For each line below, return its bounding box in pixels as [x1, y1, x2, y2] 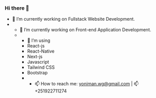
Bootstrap [27, 70, 48, 76]
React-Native [27, 48, 55, 55]
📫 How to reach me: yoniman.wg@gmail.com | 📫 [34, 81, 139, 87]
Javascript [27, 59, 49, 65]
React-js [27, 43, 45, 49]
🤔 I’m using [27, 37, 50, 43]
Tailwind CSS [27, 64, 55, 70]
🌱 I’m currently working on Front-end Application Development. [19, 27, 151, 33]
